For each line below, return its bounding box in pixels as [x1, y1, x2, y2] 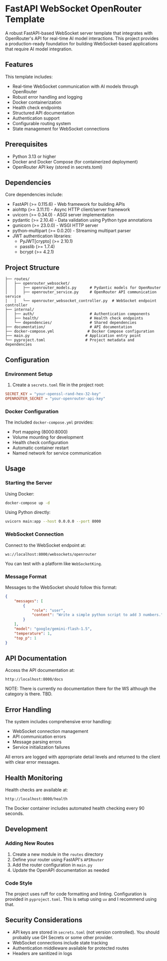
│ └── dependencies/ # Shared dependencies [5, 320, 137, 325]
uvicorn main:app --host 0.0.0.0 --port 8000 [5, 519, 101, 524]
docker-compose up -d [5, 500, 50, 505]
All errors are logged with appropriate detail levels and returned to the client [5, 754, 161, 760]
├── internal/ [5, 307, 35, 312]
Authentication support [12, 115, 60, 121]
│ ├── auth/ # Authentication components [5, 312, 150, 317]
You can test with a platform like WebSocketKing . [5, 560, 102, 566]
